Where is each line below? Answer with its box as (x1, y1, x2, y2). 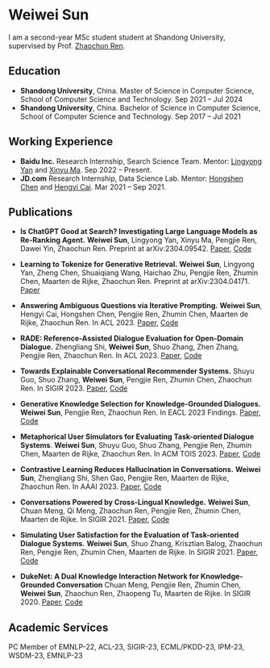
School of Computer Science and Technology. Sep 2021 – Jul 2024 (19, 94, 243, 104)
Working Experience (8, 135, 114, 148)
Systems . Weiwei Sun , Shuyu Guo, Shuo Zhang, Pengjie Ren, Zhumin (19, 440, 252, 450)
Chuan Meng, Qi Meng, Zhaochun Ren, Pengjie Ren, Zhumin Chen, (19, 506, 242, 516)
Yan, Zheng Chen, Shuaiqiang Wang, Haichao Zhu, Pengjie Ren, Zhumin (19, 268, 259, 278)
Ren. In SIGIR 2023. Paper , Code (19, 383, 128, 393)
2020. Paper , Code (19, 597, 83, 607)
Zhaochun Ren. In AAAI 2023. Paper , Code (19, 482, 162, 491)
